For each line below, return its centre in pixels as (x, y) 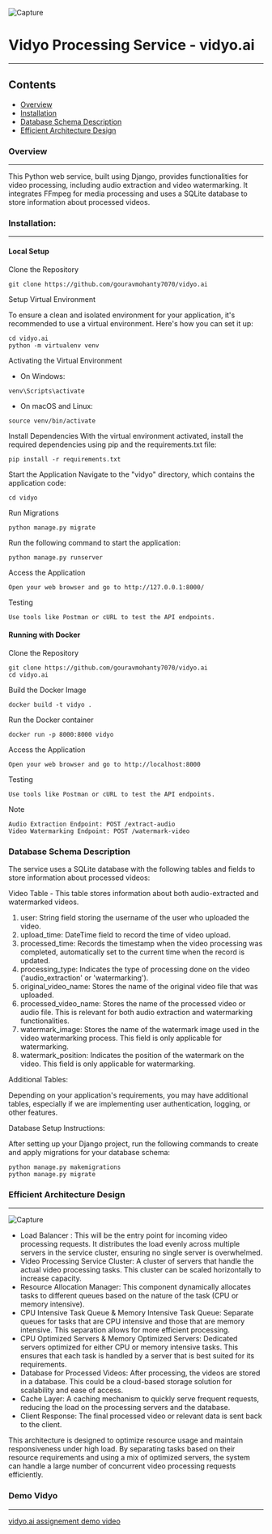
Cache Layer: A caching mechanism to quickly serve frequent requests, (140, 1399)
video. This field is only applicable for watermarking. (108, 1064)
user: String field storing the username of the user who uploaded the (134, 918)
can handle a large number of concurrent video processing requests (122, 1466)
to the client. (41, 1425)
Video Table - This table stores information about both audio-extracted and (134, 894)
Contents (32, 85)
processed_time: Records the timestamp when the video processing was (141, 944)
